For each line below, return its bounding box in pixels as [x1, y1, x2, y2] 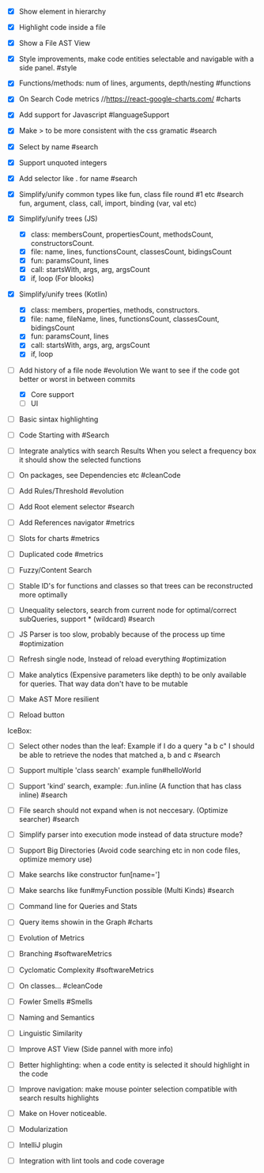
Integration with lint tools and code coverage [18, 1156, 165, 1166]
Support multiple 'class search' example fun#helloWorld [18, 765, 202, 774]
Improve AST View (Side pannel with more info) [18, 1044, 174, 1054]
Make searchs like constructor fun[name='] [18, 870, 160, 880]
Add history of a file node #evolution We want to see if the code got [18, 365, 240, 375]
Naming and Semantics [18, 1012, 96, 1022]
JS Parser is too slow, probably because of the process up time [18, 630, 226, 639]
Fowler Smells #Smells [18, 997, 92, 1006]
